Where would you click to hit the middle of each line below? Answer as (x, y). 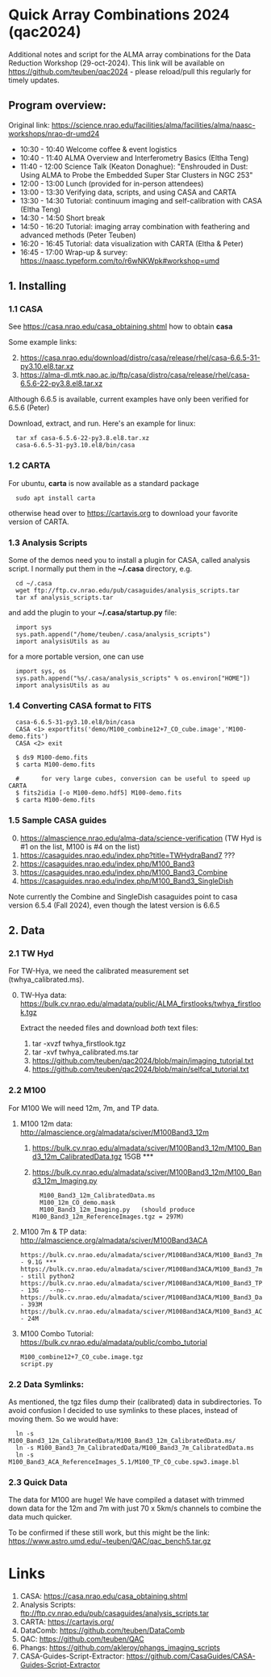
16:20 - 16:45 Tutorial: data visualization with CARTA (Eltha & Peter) (131, 243)
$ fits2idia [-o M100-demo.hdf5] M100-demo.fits (99, 793)
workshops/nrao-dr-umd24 (54, 133)
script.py (37, 1364)
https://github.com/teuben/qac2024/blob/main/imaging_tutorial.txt (143, 1061)
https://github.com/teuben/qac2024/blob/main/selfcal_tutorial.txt (140, 1069)
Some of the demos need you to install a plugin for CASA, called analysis (129, 560)
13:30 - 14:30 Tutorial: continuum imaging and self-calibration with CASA (141, 200)
